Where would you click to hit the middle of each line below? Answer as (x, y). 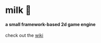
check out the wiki (24, 35)
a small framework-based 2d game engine (50, 24)
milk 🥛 (18, 10)
